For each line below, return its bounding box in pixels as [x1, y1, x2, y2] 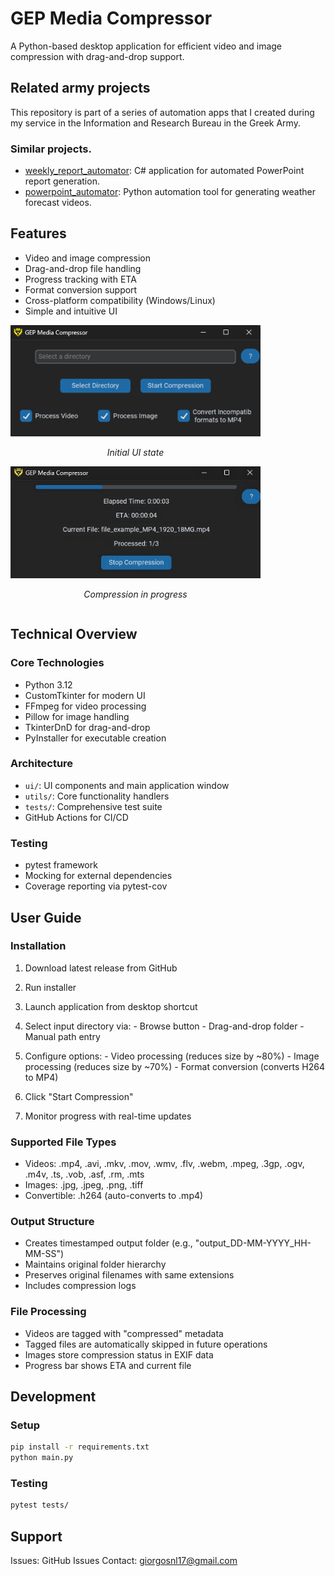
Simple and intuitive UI [24, 305, 118, 317]
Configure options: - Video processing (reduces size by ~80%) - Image [24, 1050, 320, 1062]
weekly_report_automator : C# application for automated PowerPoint [24, 165, 305, 177]
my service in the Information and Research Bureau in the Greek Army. [10, 117, 301, 129]
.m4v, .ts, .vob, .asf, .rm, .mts [24, 1168, 145, 1181]
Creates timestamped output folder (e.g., [24, 1237, 193, 1249]
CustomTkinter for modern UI [24, 689, 146, 701]
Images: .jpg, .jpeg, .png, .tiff [24, 1179, 144, 1191]
